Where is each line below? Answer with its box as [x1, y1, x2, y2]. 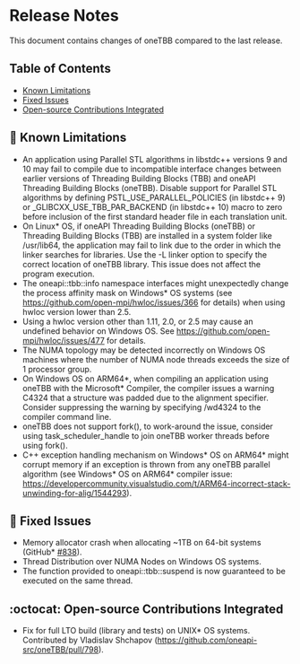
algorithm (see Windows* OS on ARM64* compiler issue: [21, 468, 233, 479]
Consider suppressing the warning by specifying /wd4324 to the [21, 401, 261, 413]
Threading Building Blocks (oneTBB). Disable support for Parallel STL [21, 182, 278, 193]
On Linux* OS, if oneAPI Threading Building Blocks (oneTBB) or [21, 221, 255, 232]
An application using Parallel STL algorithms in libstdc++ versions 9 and [21, 153, 288, 164]
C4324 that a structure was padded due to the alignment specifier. [21, 392, 269, 403]
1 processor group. [21, 363, 92, 374]
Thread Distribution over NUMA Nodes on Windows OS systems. [21, 556, 261, 567]
